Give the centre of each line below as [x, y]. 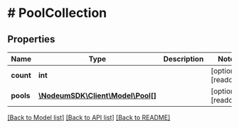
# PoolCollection [57, 13]
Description [184, 59]
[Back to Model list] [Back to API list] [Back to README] [89, 117]
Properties [31, 39]
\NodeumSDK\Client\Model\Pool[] [97, 95]
